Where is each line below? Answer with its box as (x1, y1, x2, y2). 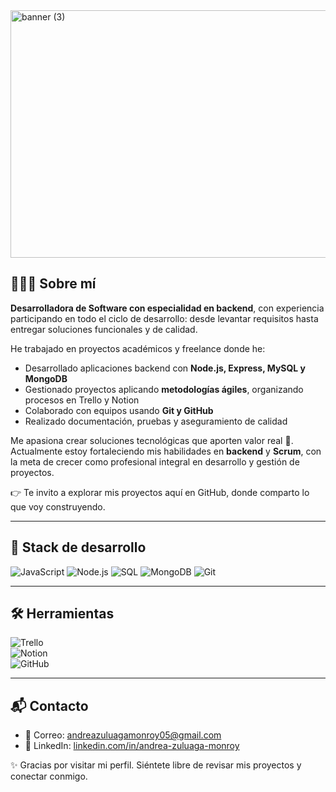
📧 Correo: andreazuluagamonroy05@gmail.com (24, 729, 222, 741)
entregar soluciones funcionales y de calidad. (10, 323, 198, 335)
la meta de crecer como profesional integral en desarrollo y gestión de (10, 455, 300, 468)
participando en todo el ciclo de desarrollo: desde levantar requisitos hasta (10, 312, 319, 324)
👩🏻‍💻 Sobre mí (10, 275, 97, 293)
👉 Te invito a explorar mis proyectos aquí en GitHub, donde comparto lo (10, 486, 310, 498)
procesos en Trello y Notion (24, 394, 140, 406)
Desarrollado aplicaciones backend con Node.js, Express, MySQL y (24, 362, 307, 374)
